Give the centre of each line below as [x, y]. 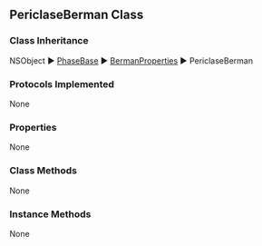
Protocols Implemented [62, 84]
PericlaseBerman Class [77, 15]
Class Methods [43, 171]
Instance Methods [50, 214]
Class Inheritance [49, 41]
